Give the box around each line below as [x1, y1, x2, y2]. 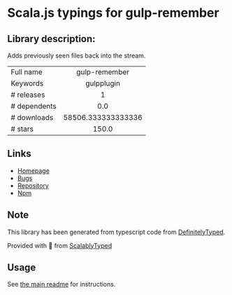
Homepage [17, 166, 50, 174]
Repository [17, 181, 49, 190]
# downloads [10, 113, 54, 122]
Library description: [7, 33, 96, 45]
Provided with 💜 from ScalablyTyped [7, 241, 113, 249]
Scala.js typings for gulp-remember [7, 5, 219, 21]
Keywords [10, 78, 44, 88]
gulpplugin [85, 78, 121, 88]
